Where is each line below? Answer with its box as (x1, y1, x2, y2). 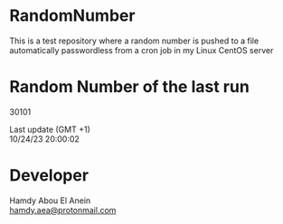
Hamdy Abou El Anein (9, 195, 91, 206)
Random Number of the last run (9, 77, 250, 98)
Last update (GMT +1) (9, 124, 90, 135)
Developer (9, 165, 89, 186)
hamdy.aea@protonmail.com (9, 204, 117, 215)
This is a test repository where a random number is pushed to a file (9, 35, 259, 46)
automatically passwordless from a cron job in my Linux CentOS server (9, 44, 274, 55)
